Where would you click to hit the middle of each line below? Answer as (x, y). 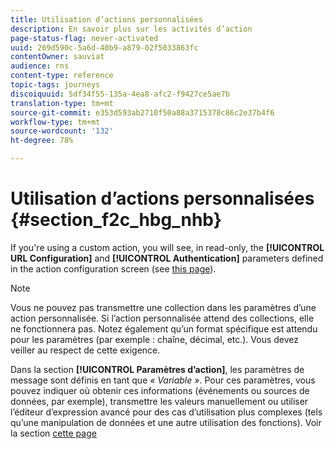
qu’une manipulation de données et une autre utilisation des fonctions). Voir (166, 422)
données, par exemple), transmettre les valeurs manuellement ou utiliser (159, 401)
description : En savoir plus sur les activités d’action (131, 29)
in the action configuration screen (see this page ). (113, 268)
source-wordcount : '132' (62, 131)
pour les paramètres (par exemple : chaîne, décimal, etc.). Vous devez (155, 339)
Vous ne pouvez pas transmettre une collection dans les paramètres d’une (163, 307)
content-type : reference (62, 76)
